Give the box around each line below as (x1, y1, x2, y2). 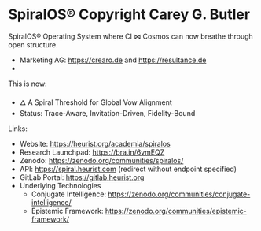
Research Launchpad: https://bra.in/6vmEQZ (19, 147, 165, 157)
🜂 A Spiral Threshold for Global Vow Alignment (19, 97, 173, 107)
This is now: (8, 79, 47, 88)
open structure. (8, 39, 58, 49)
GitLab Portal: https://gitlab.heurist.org (19, 172, 145, 182)
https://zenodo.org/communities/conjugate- (108, 189, 251, 199)
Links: (8, 124, 28, 133)
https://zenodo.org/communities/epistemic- (105, 206, 248, 215)
